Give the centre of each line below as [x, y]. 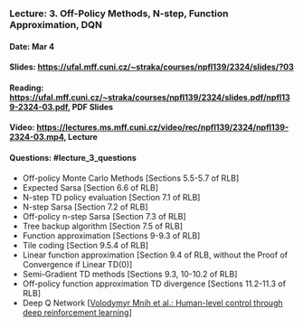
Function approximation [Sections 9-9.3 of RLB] [111, 235]
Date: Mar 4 [32, 46]
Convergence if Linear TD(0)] [77, 264]
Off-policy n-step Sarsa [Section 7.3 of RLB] [104, 216]
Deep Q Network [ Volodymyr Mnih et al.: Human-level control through [152, 303]
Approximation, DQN [56, 24]
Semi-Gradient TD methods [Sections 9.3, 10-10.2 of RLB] [130, 274]
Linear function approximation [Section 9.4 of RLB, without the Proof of [155, 255]
